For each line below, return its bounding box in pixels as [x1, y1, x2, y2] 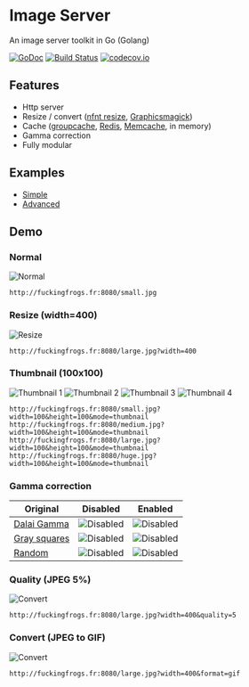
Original [24, 503, 60, 515]
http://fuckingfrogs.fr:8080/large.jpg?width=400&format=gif [9, 669, 241, 678]
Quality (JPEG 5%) [9, 574, 92, 586]
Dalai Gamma [13, 518, 69, 530]
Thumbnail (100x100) [9, 367, 104, 380]
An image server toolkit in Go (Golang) [9, 35, 149, 45]
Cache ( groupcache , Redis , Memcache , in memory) [21, 120, 212, 131]
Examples [9, 166, 65, 181]
